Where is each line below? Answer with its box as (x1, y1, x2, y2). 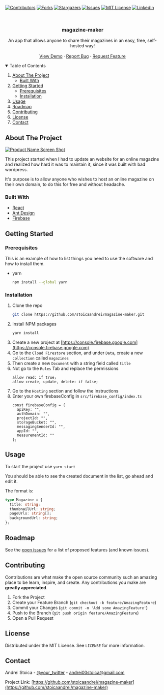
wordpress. (5, 167, 28, 173)
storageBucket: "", (17, 420, 56, 425)
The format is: (5, 487, 33, 494)
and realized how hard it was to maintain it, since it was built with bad (5, 161, 146, 167)
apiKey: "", (17, 407, 41, 412)
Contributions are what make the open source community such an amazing (5, 574, 157, 580)
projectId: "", (17, 416, 48, 421)
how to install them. (5, 261, 45, 267)
